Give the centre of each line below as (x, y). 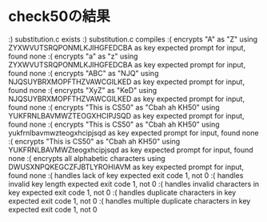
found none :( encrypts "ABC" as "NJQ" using (84, 73)
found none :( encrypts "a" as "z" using (73, 56)
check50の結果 (59, 16)
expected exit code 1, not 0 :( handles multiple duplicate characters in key (130, 200)
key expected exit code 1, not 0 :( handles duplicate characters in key (122, 192)
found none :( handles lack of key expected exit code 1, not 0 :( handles (126, 175)
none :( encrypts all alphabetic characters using (87, 158)
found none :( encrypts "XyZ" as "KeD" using (83, 90)
